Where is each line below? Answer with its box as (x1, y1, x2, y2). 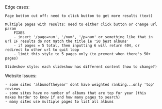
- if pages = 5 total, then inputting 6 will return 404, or (14, 43, 140, 48)
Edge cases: (5, 4, 30, 10)
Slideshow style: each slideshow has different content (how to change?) (5, 64, 158, 69)
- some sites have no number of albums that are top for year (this (5, 91, 146, 95)
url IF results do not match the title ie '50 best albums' (5, 39, 130, 44)
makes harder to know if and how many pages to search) (5, 95, 120, 100)
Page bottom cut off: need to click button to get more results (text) (5, 14, 153, 18)
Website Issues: (5, 73, 37, 78)
